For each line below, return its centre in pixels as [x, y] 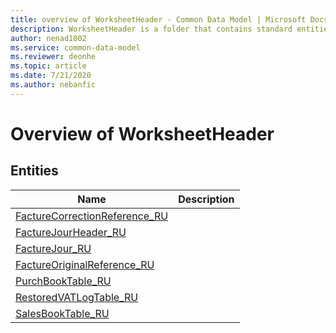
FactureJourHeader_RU [71, 232]
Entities [34, 171]
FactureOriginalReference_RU [85, 264]
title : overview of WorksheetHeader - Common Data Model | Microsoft [158, 19]
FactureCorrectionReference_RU [92, 216]
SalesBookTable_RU [62, 313]
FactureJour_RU [53, 248]
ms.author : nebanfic [53, 85]
